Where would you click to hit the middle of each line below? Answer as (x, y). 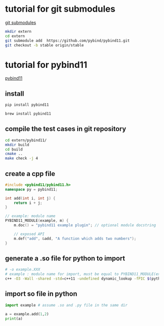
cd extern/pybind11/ (26, 140)
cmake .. (14, 154)
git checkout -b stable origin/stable (44, 45)
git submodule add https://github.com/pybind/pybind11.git (68, 41)
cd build (14, 149)
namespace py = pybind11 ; (31, 189)
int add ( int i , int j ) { (30, 198)
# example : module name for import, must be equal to (62, 274)
